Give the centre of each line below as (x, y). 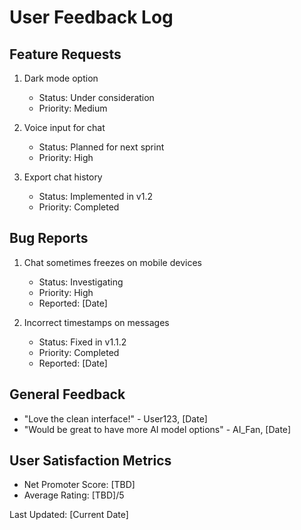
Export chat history (63, 177)
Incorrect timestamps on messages (96, 322)
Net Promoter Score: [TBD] (79, 485)
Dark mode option (61, 78)
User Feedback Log (91, 17)
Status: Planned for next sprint (101, 147)
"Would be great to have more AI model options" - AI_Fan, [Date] (157, 429)
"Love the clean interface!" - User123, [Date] (115, 418)
